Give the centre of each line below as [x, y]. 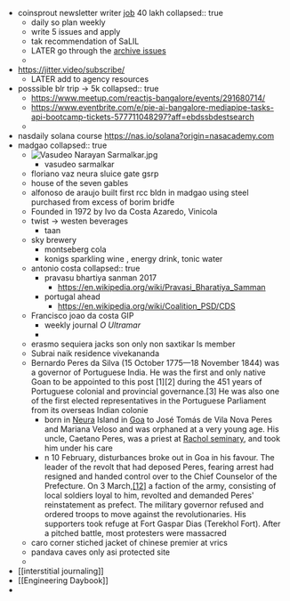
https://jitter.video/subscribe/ [71, 69]
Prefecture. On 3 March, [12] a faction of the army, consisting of [160, 486]
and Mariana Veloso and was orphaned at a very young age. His [161, 429]
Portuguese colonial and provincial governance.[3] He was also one [155, 391]
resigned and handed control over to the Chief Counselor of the [161, 476]
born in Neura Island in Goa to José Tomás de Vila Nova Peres [158, 419]
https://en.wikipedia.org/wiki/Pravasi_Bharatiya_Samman [161, 287]
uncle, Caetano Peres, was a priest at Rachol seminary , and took [162, 439]
